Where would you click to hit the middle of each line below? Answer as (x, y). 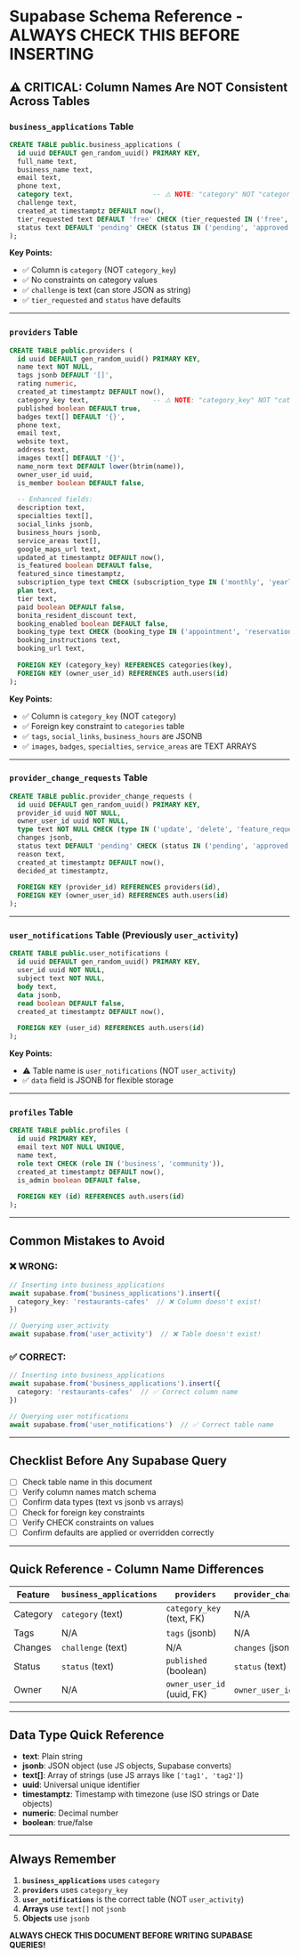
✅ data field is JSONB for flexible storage (97, 1080)
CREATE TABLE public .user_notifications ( (89, 954)
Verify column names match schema (89, 1492)
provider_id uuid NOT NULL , (69, 813)
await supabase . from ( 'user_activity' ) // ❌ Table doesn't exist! (135, 1334)
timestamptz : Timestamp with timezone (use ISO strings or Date (141, 1794)
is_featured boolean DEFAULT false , (85, 566)
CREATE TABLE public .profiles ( (69, 1131)
